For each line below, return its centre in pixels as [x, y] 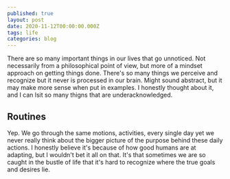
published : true [30, 13]
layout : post [26, 20]
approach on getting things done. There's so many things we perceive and [113, 73]
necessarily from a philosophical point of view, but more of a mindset [105, 66]
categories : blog [32, 39]
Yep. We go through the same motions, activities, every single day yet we [111, 133]
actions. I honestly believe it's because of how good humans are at [102, 147]
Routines [27, 116]
